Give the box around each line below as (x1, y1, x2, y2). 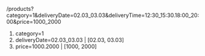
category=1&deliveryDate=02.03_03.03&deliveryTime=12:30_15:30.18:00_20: (6, 12, 199, 19)
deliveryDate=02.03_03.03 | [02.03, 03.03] (15, 37, 125, 43)
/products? (6, 5, 34, 12)
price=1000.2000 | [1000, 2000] (15, 43, 97, 50)
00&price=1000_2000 (6, 18, 61, 25)
